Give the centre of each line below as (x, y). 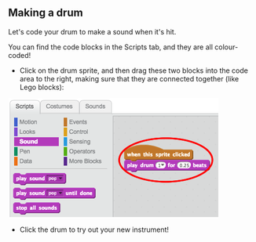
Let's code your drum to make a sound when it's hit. (92, 31)
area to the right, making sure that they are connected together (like (129, 78)
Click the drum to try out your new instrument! (94, 229)
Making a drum (46, 13)
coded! (20, 55)
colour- (227, 47)
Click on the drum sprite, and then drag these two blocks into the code (134, 70)
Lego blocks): (42, 87)
